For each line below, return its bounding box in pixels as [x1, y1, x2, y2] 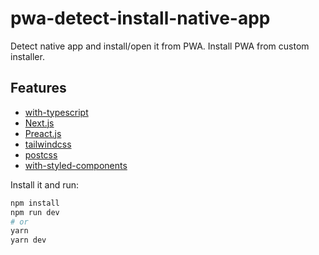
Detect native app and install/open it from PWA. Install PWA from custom [10, 40, 310, 52]
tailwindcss [24, 138, 72, 150]
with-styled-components [24, 159, 128, 171]
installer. [10, 50, 45, 62]
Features [10, 80, 67, 97]
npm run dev [10, 207, 60, 217]
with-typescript [24, 106, 89, 118]
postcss [24, 148, 58, 161]
